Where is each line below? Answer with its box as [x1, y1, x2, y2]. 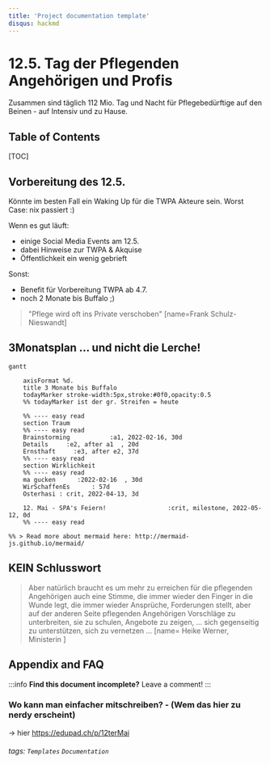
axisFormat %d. [23, 377, 74, 385]
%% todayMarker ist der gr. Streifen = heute [23, 398, 179, 406]
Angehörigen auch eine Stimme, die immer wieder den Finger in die [27, 591, 253, 601]
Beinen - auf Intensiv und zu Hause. [8, 107, 128, 116]
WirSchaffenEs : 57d [23, 483, 111, 491]
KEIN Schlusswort [8, 561, 102, 575]
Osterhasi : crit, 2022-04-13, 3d [23, 490, 139, 498]
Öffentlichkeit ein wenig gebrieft [19, 254, 128, 264]
